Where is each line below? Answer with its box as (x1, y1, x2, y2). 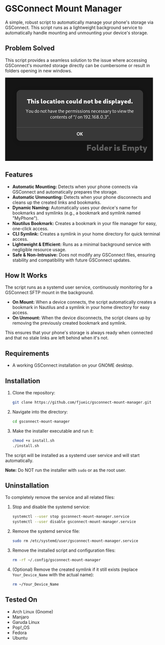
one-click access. (12, 226, 49, 231)
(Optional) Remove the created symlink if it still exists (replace (12, 566, 138, 572)
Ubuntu (12, 635, 28, 641)
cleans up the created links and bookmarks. (12, 199, 101, 205)
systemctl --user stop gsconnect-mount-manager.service (12, 514, 130, 519)
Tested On (5, 596, 38, 604)
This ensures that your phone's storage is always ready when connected (5, 330, 153, 336)
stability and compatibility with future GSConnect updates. (12, 257, 132, 263)
